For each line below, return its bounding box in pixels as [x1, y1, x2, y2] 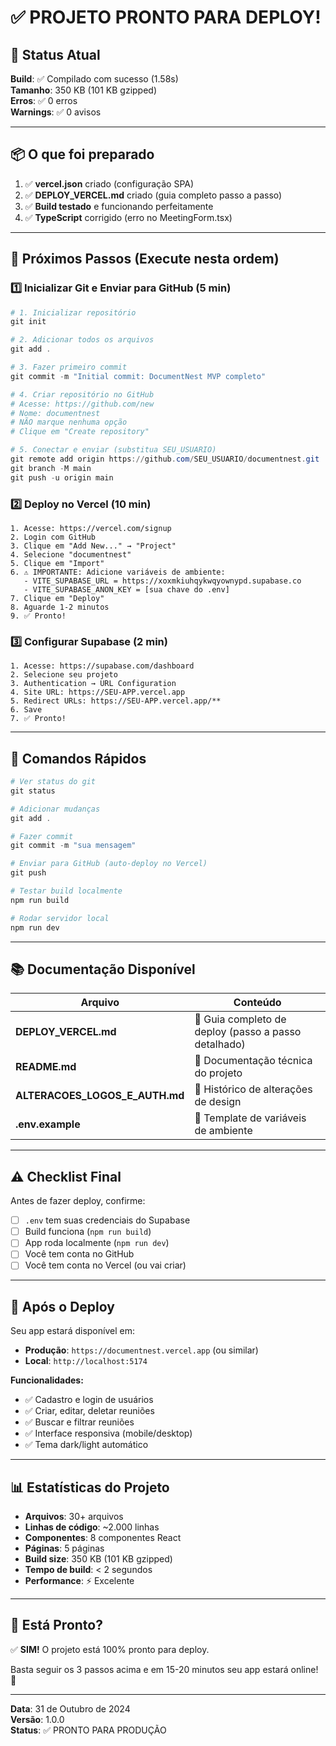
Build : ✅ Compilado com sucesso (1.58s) [10, 73, 179, 85]
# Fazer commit [10, 831, 74, 841]
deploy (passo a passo [194, 1025, 302, 1039]
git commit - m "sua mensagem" [10, 841, 137, 851]
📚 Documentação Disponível [10, 961, 196, 978]
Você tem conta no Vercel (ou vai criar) [24, 1259, 187, 1271]
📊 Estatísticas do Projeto [10, 1479, 170, 1496]
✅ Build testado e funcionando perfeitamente [24, 200, 214, 212]
